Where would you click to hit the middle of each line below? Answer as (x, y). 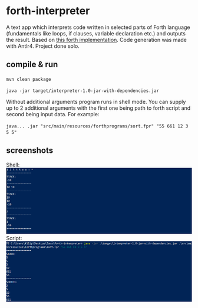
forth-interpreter (48, 11)
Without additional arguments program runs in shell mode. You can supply (96, 101)
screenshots (30, 151)
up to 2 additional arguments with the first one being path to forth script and (98, 108)
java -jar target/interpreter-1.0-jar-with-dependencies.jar (83, 91)
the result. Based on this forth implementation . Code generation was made (96, 40)
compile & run (32, 65)
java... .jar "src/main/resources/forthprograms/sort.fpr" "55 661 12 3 (97, 126)
